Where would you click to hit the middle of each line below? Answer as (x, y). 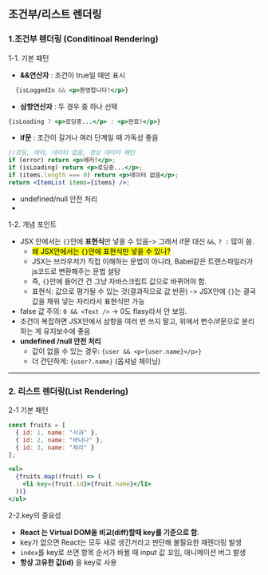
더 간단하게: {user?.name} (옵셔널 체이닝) (96, 361)
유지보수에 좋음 (67, 331)
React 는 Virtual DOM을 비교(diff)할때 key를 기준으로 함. (110, 532)
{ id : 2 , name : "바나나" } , (59, 440)
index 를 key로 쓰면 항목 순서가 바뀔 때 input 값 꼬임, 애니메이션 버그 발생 (133, 552)
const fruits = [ (37, 426)
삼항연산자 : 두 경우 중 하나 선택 (69, 106)
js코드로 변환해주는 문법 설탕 (76, 271)
